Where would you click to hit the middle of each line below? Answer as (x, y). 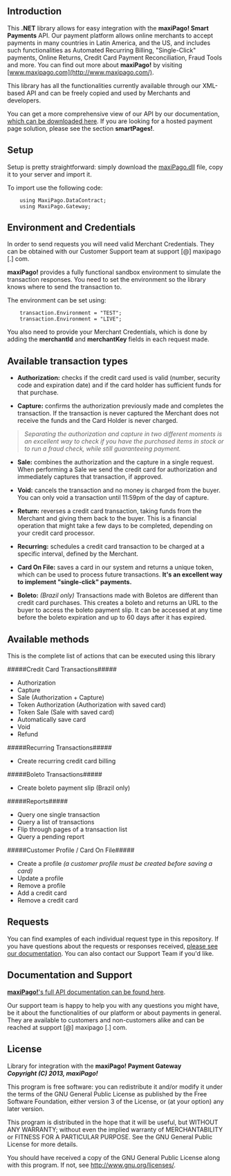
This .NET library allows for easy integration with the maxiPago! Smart (108, 28)
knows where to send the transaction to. (65, 287)
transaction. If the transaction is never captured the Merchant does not (118, 413)
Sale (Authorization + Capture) (61, 698)
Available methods (48, 639)
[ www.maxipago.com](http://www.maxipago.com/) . (81, 72)
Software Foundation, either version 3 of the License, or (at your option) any (115, 1101)
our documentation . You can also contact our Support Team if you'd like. (111, 953)
